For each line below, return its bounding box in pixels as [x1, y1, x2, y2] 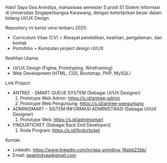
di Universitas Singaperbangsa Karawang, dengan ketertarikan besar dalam [5, 10, 162, 16]
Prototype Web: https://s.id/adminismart [20, 117, 104, 123]
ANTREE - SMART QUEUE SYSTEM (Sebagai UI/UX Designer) [12, 90, 141, 95]
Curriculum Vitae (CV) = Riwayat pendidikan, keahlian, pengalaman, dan [12, 35, 162, 40]
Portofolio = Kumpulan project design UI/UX [12, 45, 104, 51]
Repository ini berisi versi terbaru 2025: [5, 25, 88, 31]
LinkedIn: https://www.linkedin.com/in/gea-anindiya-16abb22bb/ [12, 147, 147, 153]
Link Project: [5, 80, 31, 86]
